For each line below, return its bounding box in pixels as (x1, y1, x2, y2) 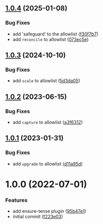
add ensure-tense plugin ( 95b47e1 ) (12, 208, 86, 214)
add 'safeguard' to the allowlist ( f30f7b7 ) (12, 30, 98, 37)
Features (5, 197, 28, 204)
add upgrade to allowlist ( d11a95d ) (12, 161, 83, 167)
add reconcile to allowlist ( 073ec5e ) (12, 36, 89, 42)
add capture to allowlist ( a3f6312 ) (12, 119, 83, 125)
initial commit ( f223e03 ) (12, 213, 63, 220)
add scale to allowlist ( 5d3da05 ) (12, 78, 80, 84)
